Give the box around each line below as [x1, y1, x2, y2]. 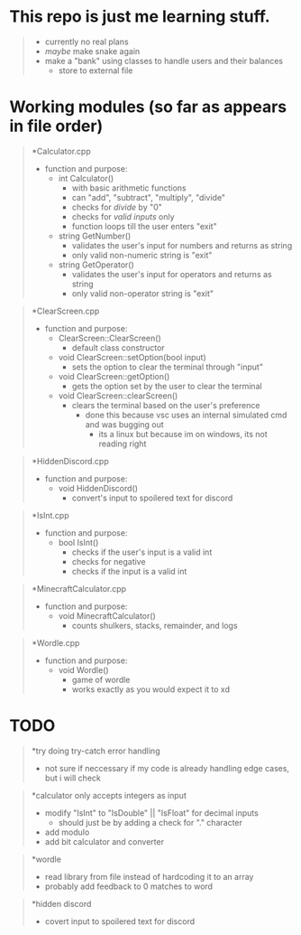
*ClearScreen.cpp [31, 305, 100, 316]
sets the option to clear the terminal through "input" [71, 361, 264, 372]
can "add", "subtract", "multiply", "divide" [71, 192, 226, 202]
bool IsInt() [58, 537, 99, 547]
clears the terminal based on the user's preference [71, 399, 260, 410]
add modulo [44, 827, 90, 837]
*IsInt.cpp [31, 510, 69, 520]
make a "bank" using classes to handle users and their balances [44, 55, 284, 66]
